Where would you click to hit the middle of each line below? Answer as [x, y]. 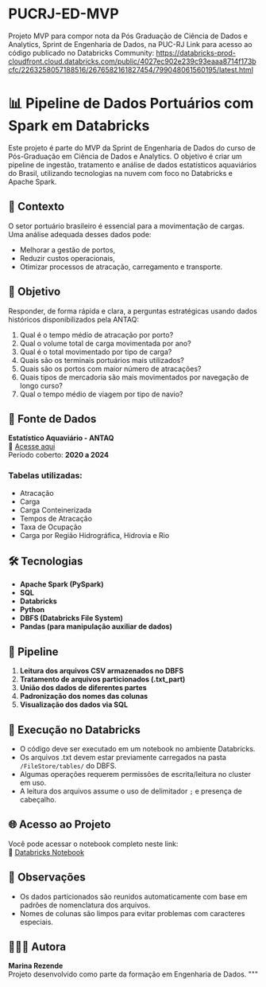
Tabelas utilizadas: [46, 476]
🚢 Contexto [37, 207]
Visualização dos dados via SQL [74, 704]
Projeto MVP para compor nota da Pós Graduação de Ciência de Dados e [128, 36]
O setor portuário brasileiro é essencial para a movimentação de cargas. [126, 226]
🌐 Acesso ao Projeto [60, 825]
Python [32, 610]
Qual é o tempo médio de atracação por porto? [96, 334]
